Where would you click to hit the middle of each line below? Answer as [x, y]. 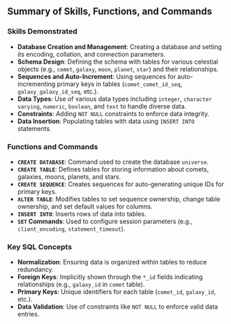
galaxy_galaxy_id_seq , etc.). [58, 91]
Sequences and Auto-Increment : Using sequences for [97, 76]
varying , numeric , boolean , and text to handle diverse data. [102, 106]
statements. [34, 128]
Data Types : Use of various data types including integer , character [114, 99]
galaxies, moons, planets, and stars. [69, 176]
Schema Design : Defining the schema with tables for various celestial [118, 62]
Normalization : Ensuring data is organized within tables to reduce [112, 262]
